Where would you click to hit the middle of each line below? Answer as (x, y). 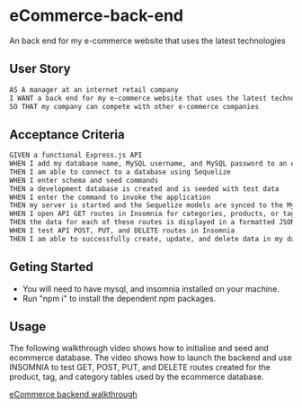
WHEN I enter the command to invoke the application (110, 197)
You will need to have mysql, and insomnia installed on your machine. (151, 288)
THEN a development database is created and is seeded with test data (144, 189)
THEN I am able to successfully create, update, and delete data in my (146, 239)
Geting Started (51, 267)
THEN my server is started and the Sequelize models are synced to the (146, 205)
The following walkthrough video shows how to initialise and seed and (139, 349)
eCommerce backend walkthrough (73, 394)
